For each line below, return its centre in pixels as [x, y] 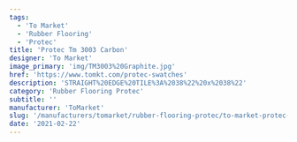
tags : [19, 17]
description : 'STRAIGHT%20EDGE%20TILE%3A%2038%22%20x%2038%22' [128, 83]
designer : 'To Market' [51, 58]
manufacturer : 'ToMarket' [57, 108]
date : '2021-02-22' [45, 124]
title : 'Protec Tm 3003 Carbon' [69, 50]
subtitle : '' [33, 99]
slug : [19, 116]
